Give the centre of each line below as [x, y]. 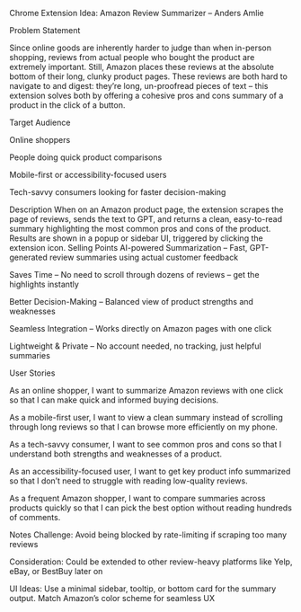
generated [28, 257]
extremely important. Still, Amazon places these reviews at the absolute [142, 67]
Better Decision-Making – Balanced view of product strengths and [132, 302]
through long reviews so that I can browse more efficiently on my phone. [144, 427]
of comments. [35, 517]
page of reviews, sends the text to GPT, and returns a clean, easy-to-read [146, 219]
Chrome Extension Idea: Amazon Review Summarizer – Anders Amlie [137, 13]
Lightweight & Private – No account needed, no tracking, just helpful [136, 346]
